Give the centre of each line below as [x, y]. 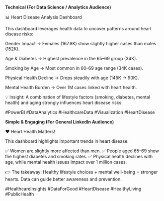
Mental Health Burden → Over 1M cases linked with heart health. [71, 87]
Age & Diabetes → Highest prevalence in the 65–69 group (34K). [71, 58]
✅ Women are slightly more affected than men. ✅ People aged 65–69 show [82, 151]
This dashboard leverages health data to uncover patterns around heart [78, 29]
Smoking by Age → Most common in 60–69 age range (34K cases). [74, 68]
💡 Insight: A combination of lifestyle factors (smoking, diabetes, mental [78, 97]
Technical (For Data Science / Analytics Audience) [58, 7]
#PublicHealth [20, 194]
